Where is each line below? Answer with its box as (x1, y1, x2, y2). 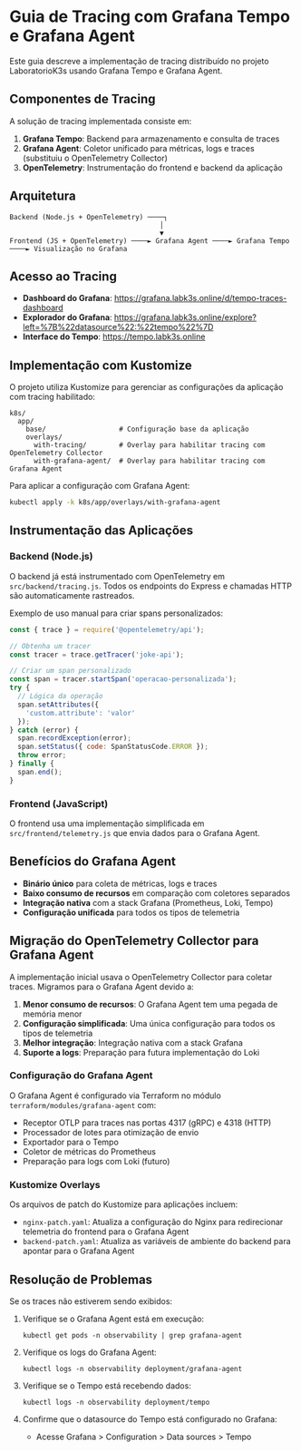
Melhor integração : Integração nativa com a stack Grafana (22, 1037, 243, 1048)
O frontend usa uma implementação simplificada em (9, 818, 205, 829)
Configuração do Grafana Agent (9, 1069, 153, 1082)
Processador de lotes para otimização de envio (22, 1126, 199, 1137)
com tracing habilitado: (9, 392, 95, 403)
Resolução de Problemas (9, 1271, 152, 1287)
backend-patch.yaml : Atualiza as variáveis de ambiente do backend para (22, 1236, 292, 1247)
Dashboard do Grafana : (22, 293, 112, 304)
